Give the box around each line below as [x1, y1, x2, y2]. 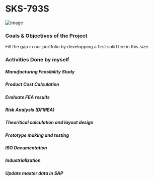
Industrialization [5, 157, 41, 163]
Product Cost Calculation [5, 81, 59, 87]
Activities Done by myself [5, 56, 69, 63]
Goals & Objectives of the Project [5, 32, 88, 39]
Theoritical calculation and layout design [5, 119, 94, 126]
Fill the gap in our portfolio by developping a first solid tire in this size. [5, 44, 149, 50]
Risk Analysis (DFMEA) [5, 107, 55, 113]
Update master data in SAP [5, 170, 64, 176]
